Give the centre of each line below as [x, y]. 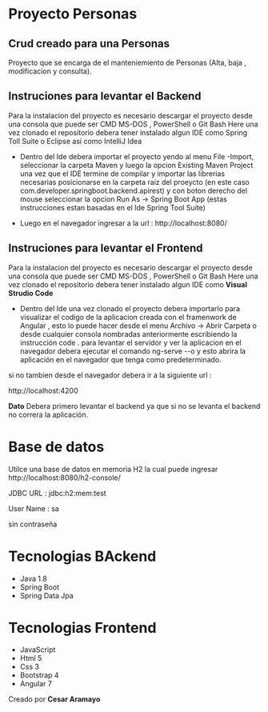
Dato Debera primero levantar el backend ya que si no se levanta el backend [134, 406]
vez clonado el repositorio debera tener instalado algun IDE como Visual [128, 284]
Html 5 [31, 658]
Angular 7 [36, 684]
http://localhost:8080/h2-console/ [65, 478]
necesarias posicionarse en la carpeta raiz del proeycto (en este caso [134, 182]
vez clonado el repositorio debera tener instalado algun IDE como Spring [128, 132]
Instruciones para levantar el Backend [105, 96]
